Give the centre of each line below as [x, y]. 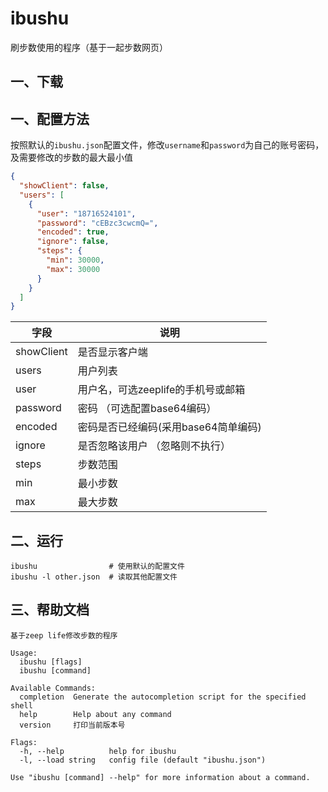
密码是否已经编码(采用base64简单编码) [169, 427]
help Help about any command [95, 714]
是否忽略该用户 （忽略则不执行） [154, 446]
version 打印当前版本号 [72, 725]
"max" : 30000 [73, 269]
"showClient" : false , [64, 186]
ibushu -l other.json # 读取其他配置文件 [94, 577]
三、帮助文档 [50, 610]
